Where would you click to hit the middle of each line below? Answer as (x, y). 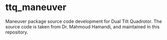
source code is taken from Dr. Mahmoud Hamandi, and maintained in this (82, 26)
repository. (17, 32)
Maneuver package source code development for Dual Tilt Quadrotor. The (84, 21)
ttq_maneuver (36, 7)
